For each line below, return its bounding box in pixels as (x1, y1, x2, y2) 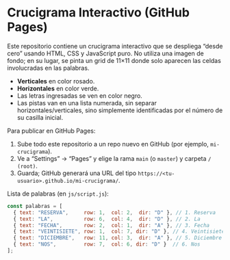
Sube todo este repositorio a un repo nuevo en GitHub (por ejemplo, (16, 140, 209, 148)
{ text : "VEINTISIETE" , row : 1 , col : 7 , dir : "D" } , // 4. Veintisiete (13, 228, 225, 235)
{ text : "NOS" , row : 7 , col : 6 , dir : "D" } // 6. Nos (13, 241, 201, 248)
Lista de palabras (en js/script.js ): (7, 190, 110, 198)
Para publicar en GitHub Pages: (7, 127, 96, 135)
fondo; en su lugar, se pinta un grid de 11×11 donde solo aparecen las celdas (7, 56, 221, 64)
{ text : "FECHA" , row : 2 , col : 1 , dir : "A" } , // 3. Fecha (13, 222, 210, 229)
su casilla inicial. (16, 113, 64, 121)
